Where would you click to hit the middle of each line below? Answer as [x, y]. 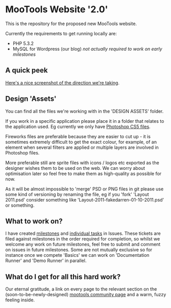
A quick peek [27, 70]
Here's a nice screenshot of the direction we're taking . [63, 82]
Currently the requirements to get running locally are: [61, 33]
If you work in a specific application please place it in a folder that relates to [85, 121]
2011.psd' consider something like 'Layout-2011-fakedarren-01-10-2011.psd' [85, 200]
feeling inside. [20, 300]
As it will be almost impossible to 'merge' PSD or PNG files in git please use [84, 189]
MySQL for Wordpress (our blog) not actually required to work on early [87, 49]
